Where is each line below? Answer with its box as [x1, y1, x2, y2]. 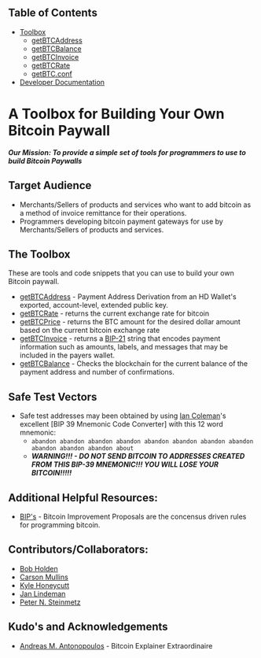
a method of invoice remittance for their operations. [19, 208, 187, 217]
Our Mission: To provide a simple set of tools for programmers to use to [8, 147, 246, 157]
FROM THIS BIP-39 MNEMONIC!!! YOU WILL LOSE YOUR [31, 460, 219, 469]
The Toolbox [8, 247, 71, 261]
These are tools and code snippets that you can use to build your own [8, 268, 234, 278]
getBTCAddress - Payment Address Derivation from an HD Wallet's [19, 292, 237, 301]
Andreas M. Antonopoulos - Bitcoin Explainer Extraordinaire [19, 641, 213, 650]
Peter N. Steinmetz [19, 597, 81, 607]
